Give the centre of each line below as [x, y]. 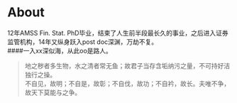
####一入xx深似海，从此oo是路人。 [60, 50]
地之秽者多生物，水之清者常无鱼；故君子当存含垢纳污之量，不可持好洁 [127, 65]
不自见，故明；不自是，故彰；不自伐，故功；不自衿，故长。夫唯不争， [127, 83]
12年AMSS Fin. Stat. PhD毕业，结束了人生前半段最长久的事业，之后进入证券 [118, 33]
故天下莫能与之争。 [53, 92]
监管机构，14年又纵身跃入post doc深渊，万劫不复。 [83, 42]
